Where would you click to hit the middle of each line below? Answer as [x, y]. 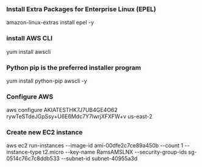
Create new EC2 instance [45, 132]
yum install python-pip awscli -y [47, 81]
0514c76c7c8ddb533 [33, 158]
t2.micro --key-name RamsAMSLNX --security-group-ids [115, 152]
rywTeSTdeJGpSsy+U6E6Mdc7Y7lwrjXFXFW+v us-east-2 [79, 117]
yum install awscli [29, 51]
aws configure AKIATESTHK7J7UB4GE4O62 [62, 110]
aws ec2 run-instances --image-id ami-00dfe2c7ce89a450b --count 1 [95, 146]
